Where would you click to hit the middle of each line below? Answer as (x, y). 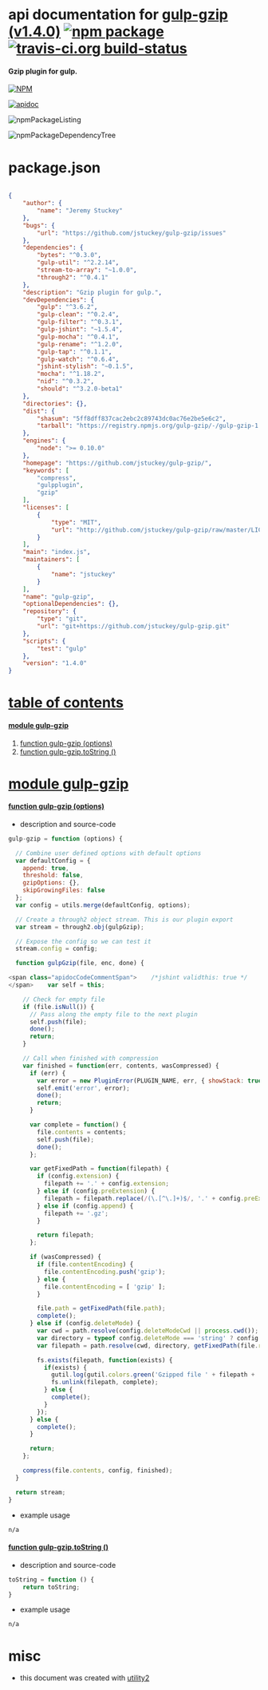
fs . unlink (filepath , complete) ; (104, 1383)
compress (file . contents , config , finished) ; (98, 1470)
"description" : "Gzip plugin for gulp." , (92, 292)
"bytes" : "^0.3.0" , (69, 255)
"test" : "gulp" (62, 648)
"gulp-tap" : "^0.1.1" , (75, 352)
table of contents (66, 703)
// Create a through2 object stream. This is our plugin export (124, 920)
